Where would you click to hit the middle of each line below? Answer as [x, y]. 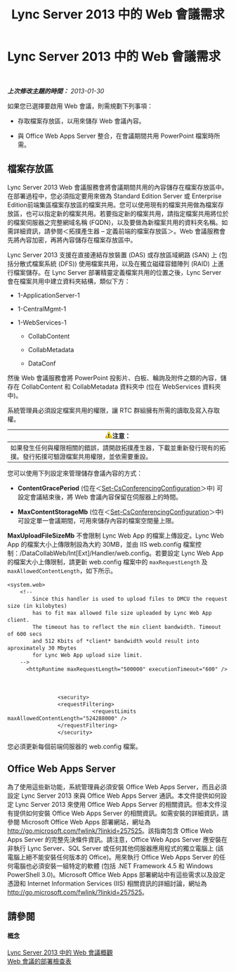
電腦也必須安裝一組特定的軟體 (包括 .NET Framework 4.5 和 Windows [113, 866]
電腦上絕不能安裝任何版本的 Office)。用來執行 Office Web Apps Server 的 [113, 857]
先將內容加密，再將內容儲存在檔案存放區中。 [72, 240]
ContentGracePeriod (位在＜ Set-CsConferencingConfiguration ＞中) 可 [120, 488]
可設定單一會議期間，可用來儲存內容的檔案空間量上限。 [97, 520]
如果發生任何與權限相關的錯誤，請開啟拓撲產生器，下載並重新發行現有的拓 [118, 448]
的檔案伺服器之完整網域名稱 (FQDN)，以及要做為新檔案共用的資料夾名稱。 [114, 222]
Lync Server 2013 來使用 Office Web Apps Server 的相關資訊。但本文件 [118, 804]
